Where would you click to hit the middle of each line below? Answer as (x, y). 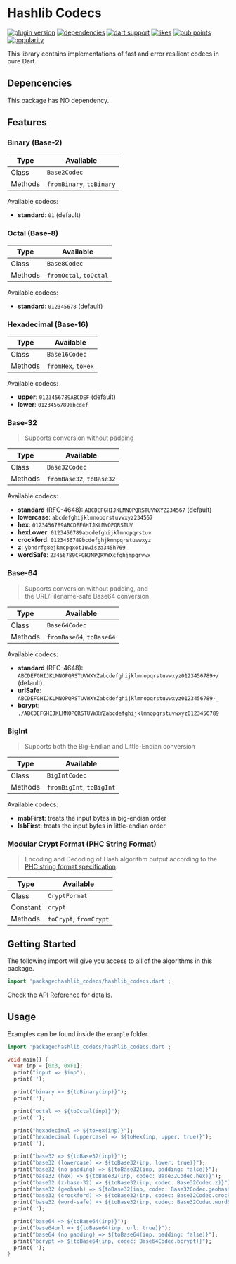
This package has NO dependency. (58, 100)
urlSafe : (29, 690)
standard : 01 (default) (49, 215)
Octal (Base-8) (33, 233)
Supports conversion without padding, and (86, 588)
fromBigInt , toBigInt (81, 787)
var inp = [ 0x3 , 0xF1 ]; (48, 1066)
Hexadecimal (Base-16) (48, 324)
